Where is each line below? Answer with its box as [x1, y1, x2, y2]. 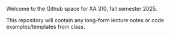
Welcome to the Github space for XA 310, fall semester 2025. [6, 5, 157, 12]
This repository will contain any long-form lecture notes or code [6, 17, 164, 23]
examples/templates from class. [6, 23, 85, 30]
